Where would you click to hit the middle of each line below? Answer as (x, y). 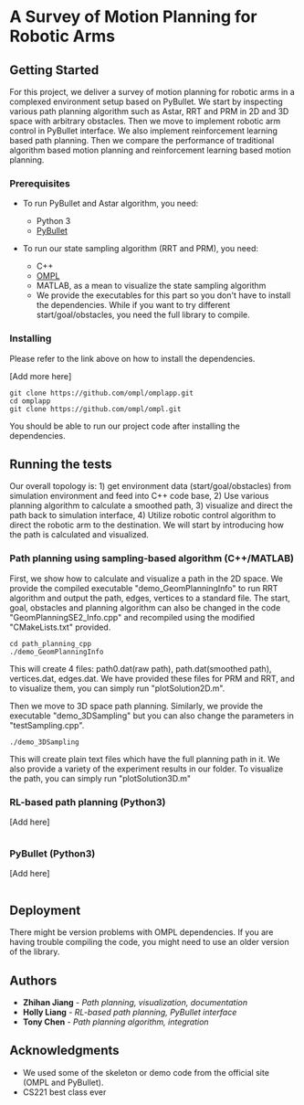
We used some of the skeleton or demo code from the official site (146, 1072)
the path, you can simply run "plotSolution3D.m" (100, 778)
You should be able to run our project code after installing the (125, 426)
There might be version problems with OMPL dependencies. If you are (142, 932)
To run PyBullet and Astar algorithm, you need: (110, 204)
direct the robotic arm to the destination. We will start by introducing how (147, 525)
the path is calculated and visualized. (79, 535)
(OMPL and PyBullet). (63, 1082)
